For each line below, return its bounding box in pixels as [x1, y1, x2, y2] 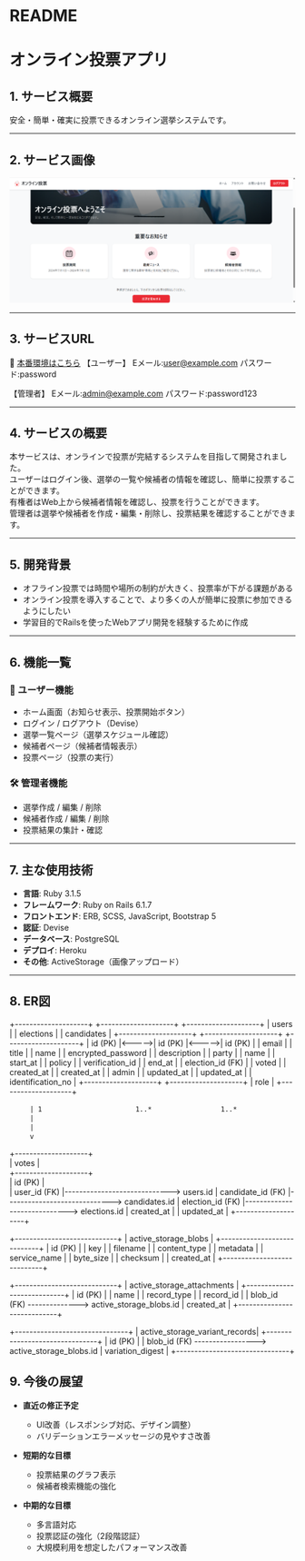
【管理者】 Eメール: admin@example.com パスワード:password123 [9, 388, 258, 399]
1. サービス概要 [9, 88, 93, 104]
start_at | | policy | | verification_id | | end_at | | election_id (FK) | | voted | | [9, 1057, 287, 1068]
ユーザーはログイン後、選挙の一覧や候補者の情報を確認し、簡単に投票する [9, 474, 288, 485]
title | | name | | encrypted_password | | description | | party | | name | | [9, 1047, 275, 1058]
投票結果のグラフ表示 [35, 1468, 116, 1480]
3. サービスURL [9, 331, 95, 347]
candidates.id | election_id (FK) [123, 1196, 241, 1207]
